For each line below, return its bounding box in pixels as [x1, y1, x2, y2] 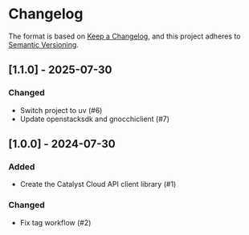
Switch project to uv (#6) [19, 105, 103, 115]
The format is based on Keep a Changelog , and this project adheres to [8, 31, 241, 41]
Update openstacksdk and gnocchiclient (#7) [19, 114, 170, 124]
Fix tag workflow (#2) [19, 217, 92, 227]
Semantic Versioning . [8, 39, 79, 49]
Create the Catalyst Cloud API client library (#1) [19, 180, 177, 189]
